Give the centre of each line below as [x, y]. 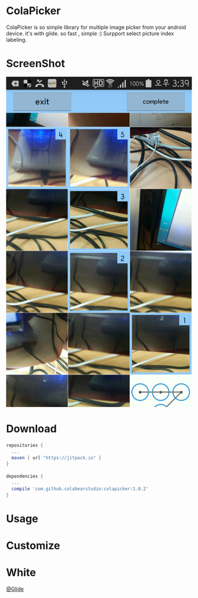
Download [32, 429]
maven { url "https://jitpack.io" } [56, 458]
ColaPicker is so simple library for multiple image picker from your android [96, 27]
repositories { [25, 445]
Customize [33, 546]
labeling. [16, 40]
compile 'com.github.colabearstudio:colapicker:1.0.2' [80, 489]
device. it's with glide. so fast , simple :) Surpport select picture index [90, 33]
